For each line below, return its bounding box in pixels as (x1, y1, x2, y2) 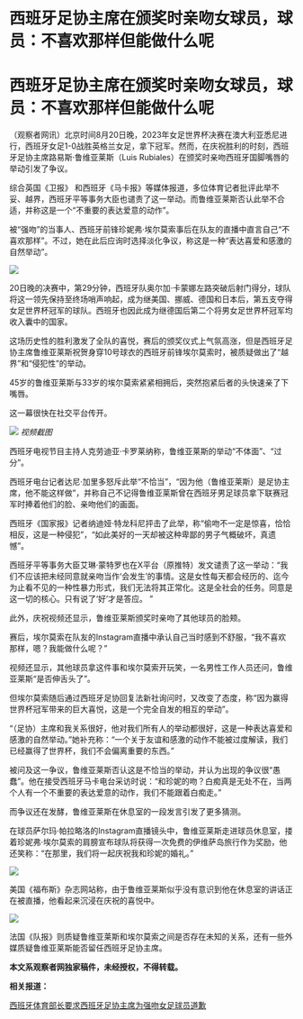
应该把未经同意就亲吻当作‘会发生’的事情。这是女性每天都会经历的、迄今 (24, 571, 290, 582)
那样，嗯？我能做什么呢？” (9, 643, 108, 654)
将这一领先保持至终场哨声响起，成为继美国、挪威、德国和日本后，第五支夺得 (9, 294, 293, 305)
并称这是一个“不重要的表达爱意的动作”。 (24, 205, 174, 216)
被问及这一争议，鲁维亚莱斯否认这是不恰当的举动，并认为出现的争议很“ (9, 765, 273, 776)
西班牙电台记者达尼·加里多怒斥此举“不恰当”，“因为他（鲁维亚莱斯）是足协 (9, 477, 282, 487)
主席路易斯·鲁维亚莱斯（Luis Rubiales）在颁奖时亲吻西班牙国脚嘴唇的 (32, 152, 290, 163)
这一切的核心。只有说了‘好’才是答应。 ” (9, 594, 154, 605)
